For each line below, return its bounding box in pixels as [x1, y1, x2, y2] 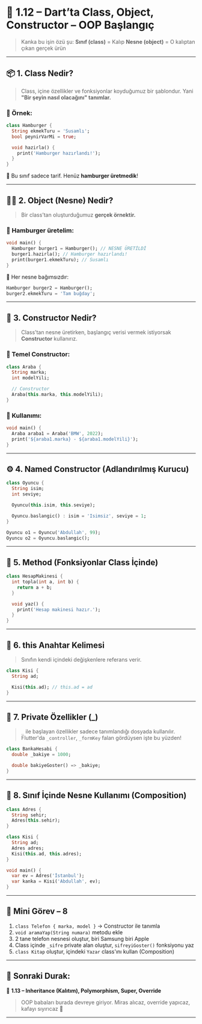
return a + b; [17, 584, 52, 591]
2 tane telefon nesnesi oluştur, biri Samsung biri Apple [14, 935, 149, 942]
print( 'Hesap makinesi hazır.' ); [17, 606, 101, 613]
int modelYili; [11, 375, 50, 381]
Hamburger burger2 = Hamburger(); [6, 285, 93, 291]
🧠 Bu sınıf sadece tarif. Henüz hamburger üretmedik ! [6, 172, 138, 179]
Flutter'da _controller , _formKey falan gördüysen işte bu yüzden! [20, 734, 182, 742]
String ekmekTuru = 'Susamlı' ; [11, 128, 90, 134]
